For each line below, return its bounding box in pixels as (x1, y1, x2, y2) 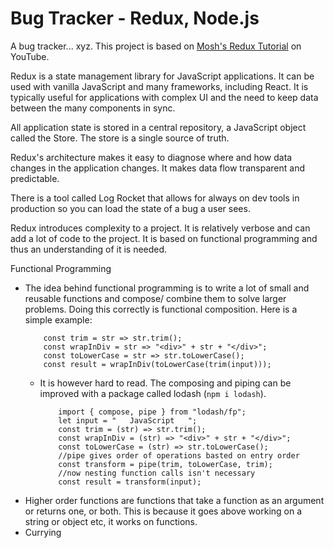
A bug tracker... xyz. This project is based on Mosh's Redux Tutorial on (10, 40, 302, 52)
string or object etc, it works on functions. (24, 515, 198, 527)
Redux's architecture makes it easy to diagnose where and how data (10, 151, 293, 163)
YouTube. (10, 50, 50, 62)
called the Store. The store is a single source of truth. (10, 132, 230, 144)
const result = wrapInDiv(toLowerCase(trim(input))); (43, 359, 272, 369)
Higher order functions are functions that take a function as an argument (24, 494, 325, 506)
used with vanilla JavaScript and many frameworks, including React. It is (10, 80, 309, 92)
